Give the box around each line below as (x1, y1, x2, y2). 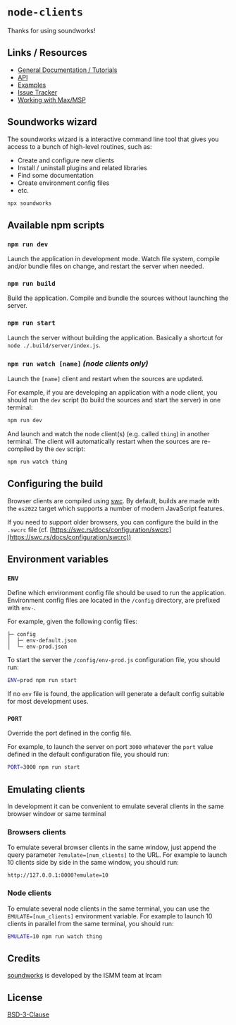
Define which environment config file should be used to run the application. (7, 589, 226, 597)
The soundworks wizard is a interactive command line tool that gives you (7, 135, 219, 143)
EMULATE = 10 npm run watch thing (7, 933, 102, 940)
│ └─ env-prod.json (7, 643, 68, 651)
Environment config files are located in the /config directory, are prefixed (7, 596, 221, 605)
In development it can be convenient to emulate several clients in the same (7, 802, 224, 810)
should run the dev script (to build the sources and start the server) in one (7, 396, 221, 404)
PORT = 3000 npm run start (7, 764, 80, 771)
